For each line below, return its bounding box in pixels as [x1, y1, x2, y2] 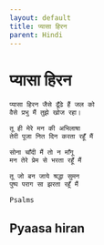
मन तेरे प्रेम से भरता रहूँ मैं [9, 156, 82, 165]
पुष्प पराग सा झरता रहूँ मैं [9, 179, 79, 189]
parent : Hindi [9, 30, 64, 39]
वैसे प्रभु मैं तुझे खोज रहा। [9, 108, 82, 117]
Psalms [9, 196, 35, 205]
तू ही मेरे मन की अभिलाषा [9, 124, 80, 133]
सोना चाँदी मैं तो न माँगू [9, 148, 74, 158]
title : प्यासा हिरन [9, 22, 68, 31]
